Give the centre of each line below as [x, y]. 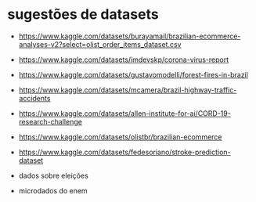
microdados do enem [53, 190]
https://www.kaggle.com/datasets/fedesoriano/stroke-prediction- [125, 152]
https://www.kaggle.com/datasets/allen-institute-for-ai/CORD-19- [125, 113]
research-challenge [50, 121]
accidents [34, 98]
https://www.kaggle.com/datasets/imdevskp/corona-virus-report [124, 60]
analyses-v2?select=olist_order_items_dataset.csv [100, 44]
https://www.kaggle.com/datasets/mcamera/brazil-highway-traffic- [128, 90]
